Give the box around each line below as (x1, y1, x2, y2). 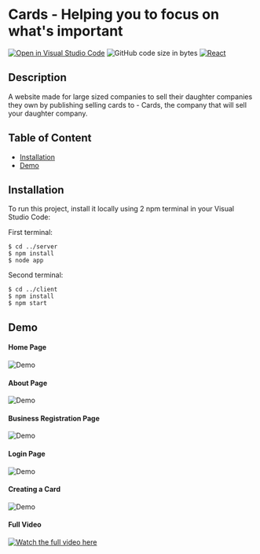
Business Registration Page (8, 413, 101, 423)
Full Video (8, 520, 42, 530)
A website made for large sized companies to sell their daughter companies (8, 92, 253, 101)
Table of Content (8, 131, 92, 145)
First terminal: (8, 228, 53, 237)
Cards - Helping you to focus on (8, 6, 220, 24)
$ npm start (8, 299, 47, 307)
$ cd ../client (8, 285, 58, 294)
